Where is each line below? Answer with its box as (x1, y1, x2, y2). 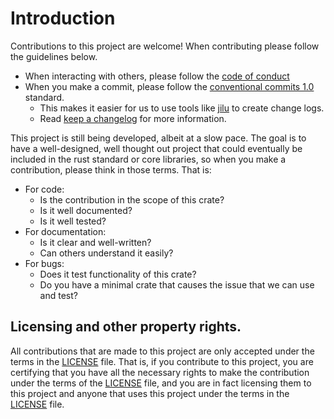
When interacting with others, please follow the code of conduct (24, 70, 290, 82)
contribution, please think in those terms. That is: (10, 163, 212, 176)
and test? (39, 289, 78, 301)
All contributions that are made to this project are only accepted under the (10, 345, 315, 357)
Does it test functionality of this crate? (39, 268, 197, 280)
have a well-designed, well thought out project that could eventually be (10, 142, 303, 154)
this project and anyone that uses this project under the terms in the (10, 387, 290, 399)
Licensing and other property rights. (10, 318, 242, 336)
